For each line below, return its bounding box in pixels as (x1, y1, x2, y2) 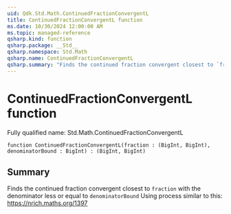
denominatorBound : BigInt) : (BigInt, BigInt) (7, 147, 146, 155)
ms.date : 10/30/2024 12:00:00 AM (7, 23, 103, 30)
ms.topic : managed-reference (7, 29, 91, 36)
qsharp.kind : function (7, 36, 72, 43)
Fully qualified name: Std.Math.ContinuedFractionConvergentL (7, 128, 184, 136)
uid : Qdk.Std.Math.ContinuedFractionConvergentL (7, 10, 149, 17)
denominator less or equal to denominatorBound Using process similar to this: (7, 192, 223, 200)
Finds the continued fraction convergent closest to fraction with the (7, 184, 201, 193)
